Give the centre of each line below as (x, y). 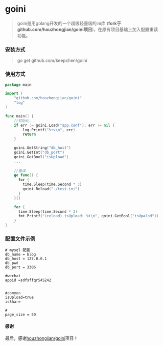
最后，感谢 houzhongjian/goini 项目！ (42, 338)
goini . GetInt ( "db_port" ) (39, 153)
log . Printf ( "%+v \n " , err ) (49, 130)
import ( (14, 94)
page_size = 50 (21, 315)
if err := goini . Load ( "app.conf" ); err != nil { (64, 125)
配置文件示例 (20, 238)
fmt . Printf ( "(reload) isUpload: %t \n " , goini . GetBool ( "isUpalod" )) (88, 216)
